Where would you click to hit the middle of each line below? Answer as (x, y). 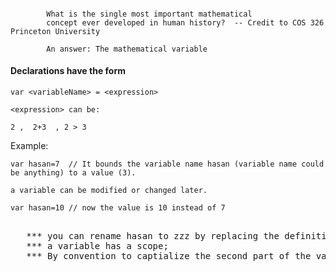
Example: (29, 145)
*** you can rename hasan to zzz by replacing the (153, 235)
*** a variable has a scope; (97, 245)
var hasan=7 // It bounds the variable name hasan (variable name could (167, 164)
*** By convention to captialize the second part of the (169, 255)
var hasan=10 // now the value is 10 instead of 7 (118, 207)
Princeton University (55, 31)
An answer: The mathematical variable (127, 49)
